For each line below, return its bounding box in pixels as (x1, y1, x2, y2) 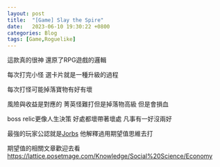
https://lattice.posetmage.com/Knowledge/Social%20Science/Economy (7, 152, 213, 160)
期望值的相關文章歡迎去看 (7, 144, 81, 152)
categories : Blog (7, 29, 58, 37)
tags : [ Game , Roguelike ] (7, 36, 76, 43)
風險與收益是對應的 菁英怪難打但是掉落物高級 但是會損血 (7, 100, 169, 108)
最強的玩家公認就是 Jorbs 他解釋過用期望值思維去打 (7, 130, 153, 138)
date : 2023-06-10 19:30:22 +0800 (7, 23, 110, 30)
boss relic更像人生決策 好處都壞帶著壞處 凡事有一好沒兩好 (7, 115, 172, 123)
